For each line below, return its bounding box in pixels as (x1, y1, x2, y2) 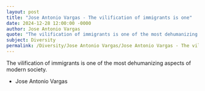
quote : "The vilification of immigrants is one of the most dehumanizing (6, 32, 198, 38)
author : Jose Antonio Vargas (6, 25, 81, 32)
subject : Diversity (6, 37, 56, 43)
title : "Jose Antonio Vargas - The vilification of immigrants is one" (6, 15, 192, 21)
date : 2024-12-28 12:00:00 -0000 (6, 20, 92, 26)
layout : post (6, 8, 40, 15)
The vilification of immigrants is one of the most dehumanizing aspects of (6, 59, 192, 67)
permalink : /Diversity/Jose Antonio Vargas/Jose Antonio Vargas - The (6, 43, 190, 49)
